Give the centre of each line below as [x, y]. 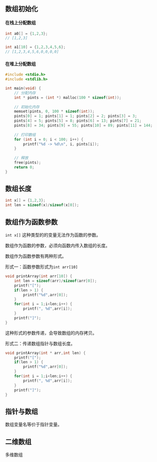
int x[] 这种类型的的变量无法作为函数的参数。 [53, 235]
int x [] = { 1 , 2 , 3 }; [25, 201]
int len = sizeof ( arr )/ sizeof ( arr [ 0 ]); [56, 281]
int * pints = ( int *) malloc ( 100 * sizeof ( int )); [68, 97]
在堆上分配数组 [20, 63]
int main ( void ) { [23, 88]
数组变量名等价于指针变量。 [34, 425]
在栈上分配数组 [20, 22]
